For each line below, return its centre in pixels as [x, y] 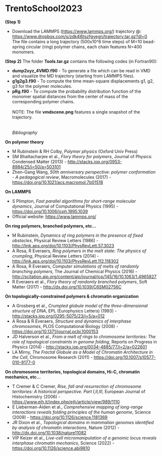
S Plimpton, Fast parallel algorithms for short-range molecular [74, 201]
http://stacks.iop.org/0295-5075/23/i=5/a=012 [58, 316]
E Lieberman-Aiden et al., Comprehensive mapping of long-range [77, 407]
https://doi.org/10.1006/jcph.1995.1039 [50, 211]
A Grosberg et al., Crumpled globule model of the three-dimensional [80, 306]
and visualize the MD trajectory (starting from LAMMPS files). [73, 76]
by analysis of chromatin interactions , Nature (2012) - [66, 427]
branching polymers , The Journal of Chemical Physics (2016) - [75, 271]
